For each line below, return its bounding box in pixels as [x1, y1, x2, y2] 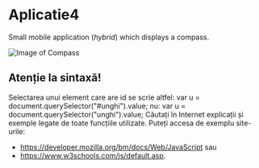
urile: [8, 126, 26, 136]
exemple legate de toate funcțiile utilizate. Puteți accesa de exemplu [8, 118, 235, 128]
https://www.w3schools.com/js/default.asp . [19, 150, 166, 160]
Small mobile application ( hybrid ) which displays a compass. [8, 32, 210, 42]
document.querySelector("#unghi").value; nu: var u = [8, 100, 186, 110]
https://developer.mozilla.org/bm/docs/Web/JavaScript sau [19, 142, 217, 152]
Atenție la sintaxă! [8, 71, 102, 85]
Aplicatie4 [8, 6, 80, 24]
